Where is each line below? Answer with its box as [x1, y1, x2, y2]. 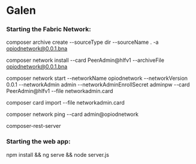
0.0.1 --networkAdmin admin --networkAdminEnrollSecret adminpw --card [6, 81, 190, 88]
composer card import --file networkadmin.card [6, 99, 125, 106]
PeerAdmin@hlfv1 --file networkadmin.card [6, 88, 113, 95]
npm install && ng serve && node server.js [6, 151, 110, 158]
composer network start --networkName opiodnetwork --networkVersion [6, 74, 188, 82]
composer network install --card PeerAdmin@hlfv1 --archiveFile [6, 56, 165, 64]
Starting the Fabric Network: [6, 25, 91, 34]
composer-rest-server [6, 123, 61, 130]
